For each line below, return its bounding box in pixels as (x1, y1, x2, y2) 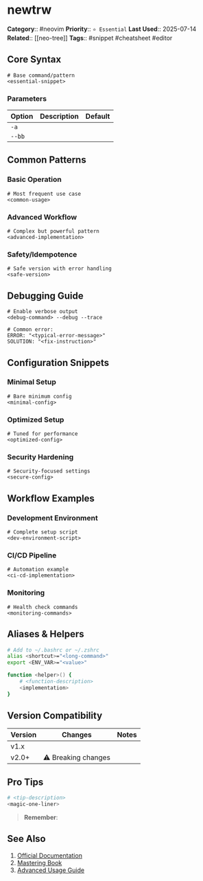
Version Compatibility (7, 710, 103, 722)
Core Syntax (7, 54, 62, 65)
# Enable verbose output (7, 308, 78, 315)
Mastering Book (16, 858, 62, 867)
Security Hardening (7, 453, 74, 462)
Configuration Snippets (7, 356, 110, 369)
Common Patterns (7, 154, 87, 166)
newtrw (7, 2, 52, 18)
